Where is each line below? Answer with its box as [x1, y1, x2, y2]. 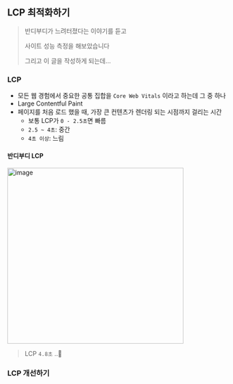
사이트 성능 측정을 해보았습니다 [24, 41, 110, 50]
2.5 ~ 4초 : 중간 [27, 125, 70, 134]
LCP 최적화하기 [7, 6, 70, 19]
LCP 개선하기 [7, 369, 50, 378]
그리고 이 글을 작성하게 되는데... [24, 56, 111, 65]
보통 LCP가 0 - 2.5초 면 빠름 [27, 117, 107, 125]
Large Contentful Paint [17, 99, 83, 108]
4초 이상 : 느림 [27, 134, 65, 143]
